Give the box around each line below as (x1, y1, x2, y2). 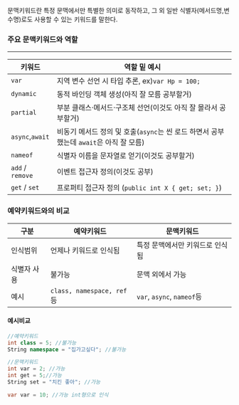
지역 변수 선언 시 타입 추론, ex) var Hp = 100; (56, 76, 201, 86)
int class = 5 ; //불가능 (7, 339, 77, 347)
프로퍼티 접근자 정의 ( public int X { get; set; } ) (56, 183, 223, 193)
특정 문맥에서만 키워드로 (136, 240, 213, 250)
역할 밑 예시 (124, 63, 161, 73)
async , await (11, 132, 50, 142)
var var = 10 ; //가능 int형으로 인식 (7, 391, 109, 399)
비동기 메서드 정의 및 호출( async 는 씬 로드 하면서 (56, 127, 210, 137)
